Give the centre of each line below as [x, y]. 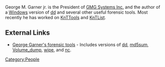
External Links [28, 33]
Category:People [22, 59]
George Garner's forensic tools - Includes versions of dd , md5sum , [81, 45]
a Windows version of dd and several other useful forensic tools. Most [77, 12]
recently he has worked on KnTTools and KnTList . [56, 17]
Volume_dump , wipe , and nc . [42, 50]
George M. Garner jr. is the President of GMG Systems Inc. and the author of [83, 7]
